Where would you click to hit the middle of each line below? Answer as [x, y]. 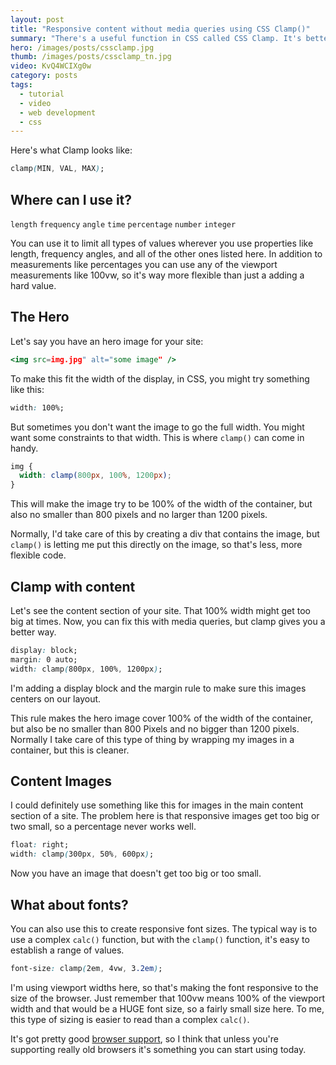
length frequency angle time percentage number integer [123, 224]
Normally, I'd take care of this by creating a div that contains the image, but [165, 534]
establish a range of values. [67, 950]
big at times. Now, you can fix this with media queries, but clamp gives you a [168, 621]
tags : [21, 85]
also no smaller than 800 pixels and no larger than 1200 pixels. [139, 515]
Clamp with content [73, 586]
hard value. [33, 285]
